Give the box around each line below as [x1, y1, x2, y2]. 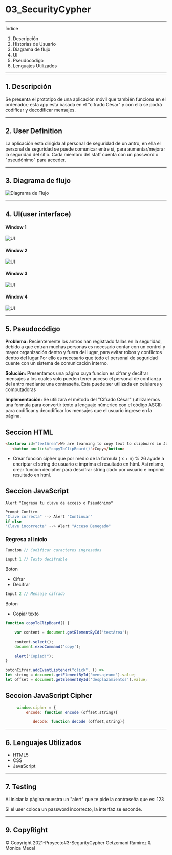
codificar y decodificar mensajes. [5, 107, 76, 113]
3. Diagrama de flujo [5, 176, 71, 185]
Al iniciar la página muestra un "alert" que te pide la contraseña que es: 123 [5, 796, 164, 802]
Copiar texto [12, 610, 39, 617]
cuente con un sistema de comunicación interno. [5, 360, 109, 366]
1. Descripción [5, 82, 52, 91]
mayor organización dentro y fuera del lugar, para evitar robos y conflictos [5, 349, 162, 356]
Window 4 [5, 293, 28, 300]
